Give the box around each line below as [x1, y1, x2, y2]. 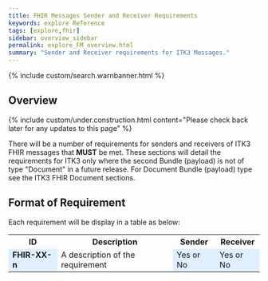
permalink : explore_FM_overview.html [8, 42, 134, 49]
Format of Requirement [8, 196, 126, 210]
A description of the [61, 249, 136, 260]
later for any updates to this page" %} [8, 123, 133, 133]
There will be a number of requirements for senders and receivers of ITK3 [8, 139, 251, 148]
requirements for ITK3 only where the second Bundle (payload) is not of [8, 156, 245, 165]
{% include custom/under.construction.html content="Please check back [8, 115, 249, 125]
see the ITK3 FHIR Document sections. [8, 172, 136, 182]
